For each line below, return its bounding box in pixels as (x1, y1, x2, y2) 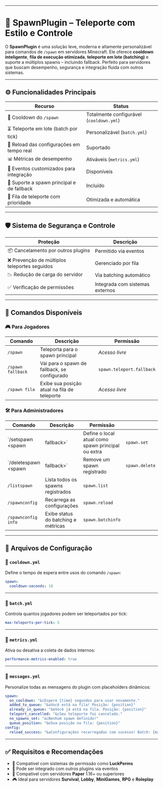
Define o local (83, 430, 115, 436)
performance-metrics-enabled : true (5, 657, 77, 662)
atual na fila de (40, 386, 74, 393)
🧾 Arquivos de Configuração (5, 544, 93, 552)
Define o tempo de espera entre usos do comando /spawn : (5, 570, 121, 576)
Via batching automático (95, 272, 150, 279)
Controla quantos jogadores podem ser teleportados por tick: (5, 611, 128, 617)
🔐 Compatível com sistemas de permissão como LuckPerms (12, 761, 133, 767)
